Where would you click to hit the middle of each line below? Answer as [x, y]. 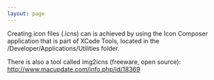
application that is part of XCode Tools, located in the [83, 41]
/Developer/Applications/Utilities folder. [63, 48]
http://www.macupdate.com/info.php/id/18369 [74, 69]
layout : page [26, 14]
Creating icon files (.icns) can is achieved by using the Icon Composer [108, 33]
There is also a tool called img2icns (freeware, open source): [94, 62]
